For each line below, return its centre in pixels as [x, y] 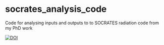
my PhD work [19, 28]
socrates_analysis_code [56, 9]
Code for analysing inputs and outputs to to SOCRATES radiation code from [82, 23]
